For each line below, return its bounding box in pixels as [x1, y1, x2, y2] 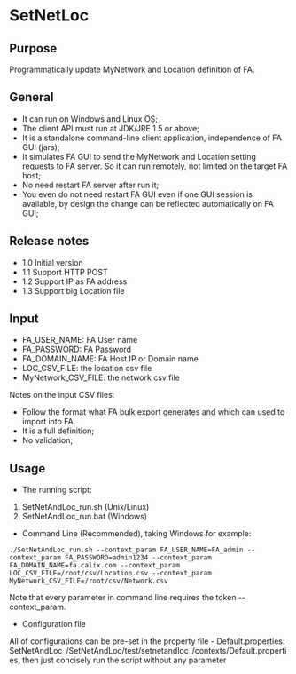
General [9, 90, 55, 105]
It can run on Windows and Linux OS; [21, 113, 158, 124]
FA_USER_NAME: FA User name [21, 335, 138, 345]
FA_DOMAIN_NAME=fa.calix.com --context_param [9, 561, 180, 570]
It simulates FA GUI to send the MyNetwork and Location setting [21, 151, 257, 162]
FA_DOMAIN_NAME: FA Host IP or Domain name [21, 353, 199, 364]
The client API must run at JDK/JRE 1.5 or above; [21, 123, 199, 133]
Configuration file [21, 619, 86, 630]
